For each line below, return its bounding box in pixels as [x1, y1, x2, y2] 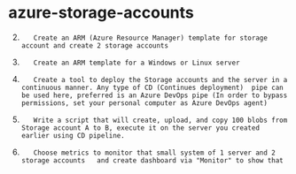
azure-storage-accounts [8, 3, 194, 23]
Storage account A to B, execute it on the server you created [20, 123, 261, 132]
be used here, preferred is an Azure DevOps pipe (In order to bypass [20, 91, 288, 100]
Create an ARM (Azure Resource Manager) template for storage [33, 34, 268, 42]
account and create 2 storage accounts [20, 41, 169, 50]
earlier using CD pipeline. [20, 131, 125, 140]
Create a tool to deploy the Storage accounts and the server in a [33, 75, 288, 84]
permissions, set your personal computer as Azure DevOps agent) [20, 98, 268, 108]
